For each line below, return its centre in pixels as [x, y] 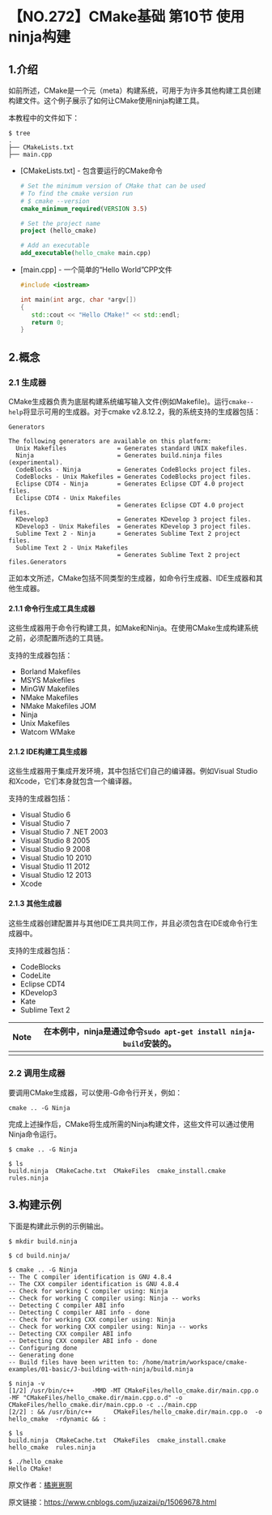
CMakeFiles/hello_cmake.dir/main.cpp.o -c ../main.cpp [103, 1405]
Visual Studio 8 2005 [55, 840]
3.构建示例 [35, 1205]
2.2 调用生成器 [37, 1073]
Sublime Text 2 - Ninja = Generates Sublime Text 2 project [128, 533]
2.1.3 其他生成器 [35, 903]
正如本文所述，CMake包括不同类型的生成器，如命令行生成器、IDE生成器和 [132, 578]
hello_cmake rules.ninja [52, 1447]
